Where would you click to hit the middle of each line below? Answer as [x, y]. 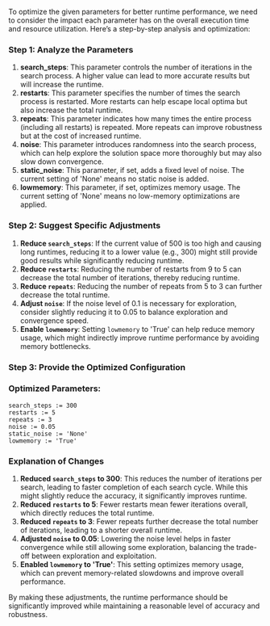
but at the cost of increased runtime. [81, 136]
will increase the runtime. [62, 85]
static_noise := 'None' [48, 434]
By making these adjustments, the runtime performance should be [118, 598]
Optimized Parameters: [55, 389]
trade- [247, 548]
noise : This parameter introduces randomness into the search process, [138, 145]
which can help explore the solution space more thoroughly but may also [141, 153]
